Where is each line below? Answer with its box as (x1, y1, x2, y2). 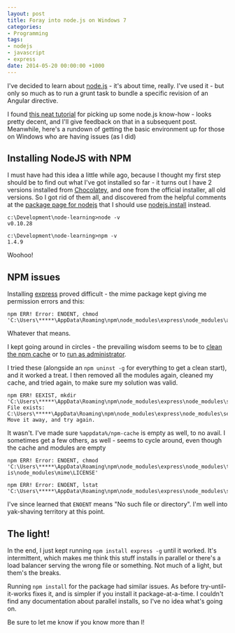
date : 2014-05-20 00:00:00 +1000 (7, 62, 105, 69)
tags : (7, 36, 23, 43)
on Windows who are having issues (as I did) (7, 132, 136, 141)
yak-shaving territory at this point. (7, 508, 105, 516)
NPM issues (7, 271, 61, 283)
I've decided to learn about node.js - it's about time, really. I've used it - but (7, 81, 225, 90)
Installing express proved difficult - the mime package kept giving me (7, 290, 207, 298)
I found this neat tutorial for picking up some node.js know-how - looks (7, 110, 212, 118)
